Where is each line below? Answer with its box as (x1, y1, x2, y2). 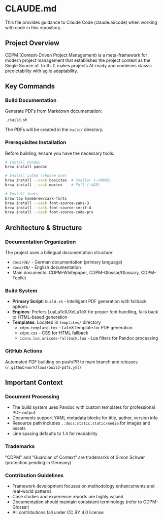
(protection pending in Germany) (5, 459, 71, 465)
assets (12, 426, 26, 432)
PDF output (12, 410, 35, 416)
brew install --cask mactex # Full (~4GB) (5, 182, 100, 188)
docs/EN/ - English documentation (12, 264, 81, 270)
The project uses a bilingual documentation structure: (5, 250, 114, 256)
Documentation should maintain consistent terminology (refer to (12, 499, 142, 505)
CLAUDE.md (5, 3, 57, 14)
